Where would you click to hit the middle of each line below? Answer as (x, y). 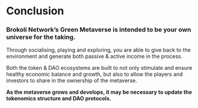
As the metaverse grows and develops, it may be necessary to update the (99, 92)
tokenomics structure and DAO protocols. (59, 98)
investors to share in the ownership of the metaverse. (72, 81)
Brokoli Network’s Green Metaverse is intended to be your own (99, 30)
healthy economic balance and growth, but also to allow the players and (95, 74)
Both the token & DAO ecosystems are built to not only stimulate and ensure (99, 68)
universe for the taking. (41, 37)
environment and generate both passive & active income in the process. (95, 56)
